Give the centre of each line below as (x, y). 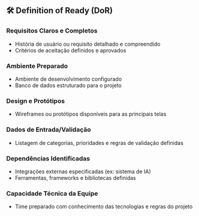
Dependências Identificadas (48, 158)
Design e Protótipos (35, 100)
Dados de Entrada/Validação (49, 130)
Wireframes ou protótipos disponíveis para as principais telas (91, 114)
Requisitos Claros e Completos (52, 31)
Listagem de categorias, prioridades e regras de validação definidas (99, 143)
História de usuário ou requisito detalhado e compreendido (88, 44)
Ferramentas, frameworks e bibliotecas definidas (75, 177)
